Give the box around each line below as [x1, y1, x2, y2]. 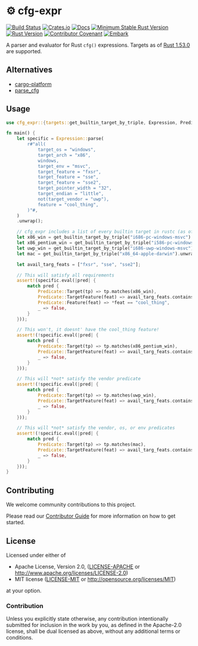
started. [6, 519, 25, 526]
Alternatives [6, 65, 53, 75]
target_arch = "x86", [37, 152, 91, 158]
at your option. [6, 587, 42, 594]
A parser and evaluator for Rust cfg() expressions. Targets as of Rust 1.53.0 [6, 41, 190, 48]
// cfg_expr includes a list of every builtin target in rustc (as [16, 229, 186, 235]
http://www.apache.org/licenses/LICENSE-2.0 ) [14, 569, 128, 576]
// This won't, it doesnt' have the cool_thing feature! [16, 327, 160, 333]
